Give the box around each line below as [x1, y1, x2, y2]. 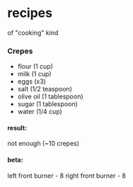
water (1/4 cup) [17, 108, 62, 116]
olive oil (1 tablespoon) [17, 92, 83, 101]
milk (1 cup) [17, 69, 52, 79]
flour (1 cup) [17, 62, 53, 71]
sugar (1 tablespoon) [17, 100, 78, 108]
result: [7, 123, 28, 132]
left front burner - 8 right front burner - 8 [7, 171, 126, 180]
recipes [7, 5, 53, 21]
